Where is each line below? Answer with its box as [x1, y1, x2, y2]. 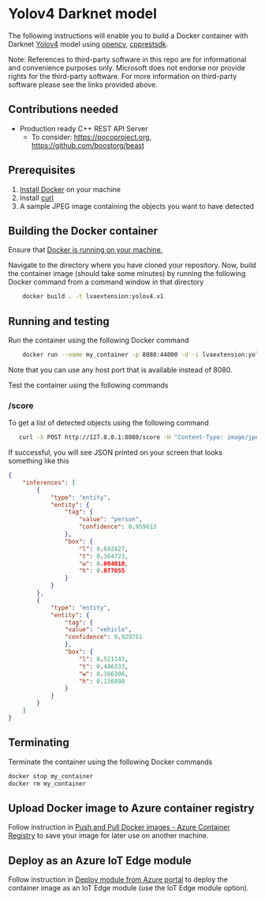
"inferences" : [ [22, 478, 77, 486]
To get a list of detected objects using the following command [8, 418, 209, 428]
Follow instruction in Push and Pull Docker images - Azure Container [8, 822, 230, 832]
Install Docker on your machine [19, 184, 121, 194]
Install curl [19, 193, 54, 202]
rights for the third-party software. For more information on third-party [8, 71, 237, 81]
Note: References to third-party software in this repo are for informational [8, 55, 247, 64]
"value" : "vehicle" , [64, 626, 132, 633]
